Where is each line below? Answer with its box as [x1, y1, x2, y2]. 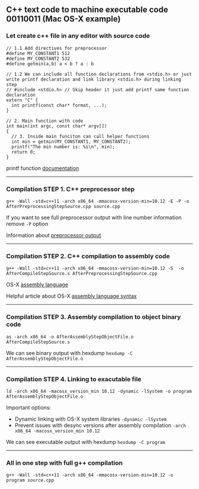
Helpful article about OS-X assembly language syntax [6, 293, 137, 300]
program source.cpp [6, 477, 54, 484]
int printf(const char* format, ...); [11, 102, 108, 108]
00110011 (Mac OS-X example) [6, 14, 121, 24]
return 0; [11, 149, 36, 155]
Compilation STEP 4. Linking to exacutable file [6, 375, 142, 383]
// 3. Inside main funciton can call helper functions [11, 133, 150, 139]
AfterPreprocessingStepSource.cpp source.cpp [6, 203, 120, 209]
